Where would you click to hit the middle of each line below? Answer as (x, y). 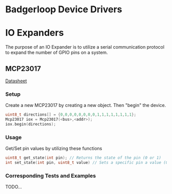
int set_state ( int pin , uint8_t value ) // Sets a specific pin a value (83, 163)
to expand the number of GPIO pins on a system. (57, 53)
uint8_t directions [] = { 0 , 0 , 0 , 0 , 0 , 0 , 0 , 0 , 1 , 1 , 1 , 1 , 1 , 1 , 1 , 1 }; (71, 115)
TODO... (14, 187)
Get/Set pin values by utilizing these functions (54, 148)
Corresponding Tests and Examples (51, 176)
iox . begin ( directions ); (31, 124)
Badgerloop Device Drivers (64, 9)
